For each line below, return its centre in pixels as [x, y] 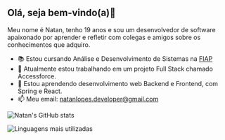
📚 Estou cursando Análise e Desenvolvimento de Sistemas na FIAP [115, 58]
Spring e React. [40, 91]
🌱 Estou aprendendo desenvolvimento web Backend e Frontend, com [118, 83]
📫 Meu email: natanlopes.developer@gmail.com [88, 99]
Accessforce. [37, 76]
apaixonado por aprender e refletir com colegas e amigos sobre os [104, 37]
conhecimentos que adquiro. [49, 44]
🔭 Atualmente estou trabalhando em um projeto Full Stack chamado [115, 69]
